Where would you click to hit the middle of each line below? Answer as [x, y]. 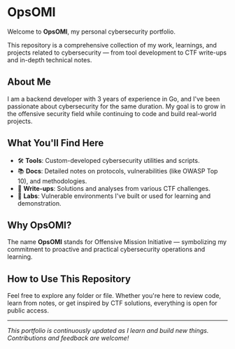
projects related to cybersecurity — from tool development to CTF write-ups [117, 52]
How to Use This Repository [69, 279]
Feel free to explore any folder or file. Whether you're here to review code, [114, 296]
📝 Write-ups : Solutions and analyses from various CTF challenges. [114, 188]
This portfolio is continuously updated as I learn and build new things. [108, 331]
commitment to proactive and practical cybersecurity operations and [106, 250]
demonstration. [39, 203]
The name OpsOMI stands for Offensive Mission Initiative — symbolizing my [117, 242]
